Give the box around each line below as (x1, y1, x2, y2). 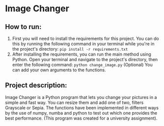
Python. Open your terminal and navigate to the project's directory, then (12, 57, 158, 62)
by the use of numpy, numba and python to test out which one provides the (5, 110, 158, 116)
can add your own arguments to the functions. (12, 67, 106, 73)
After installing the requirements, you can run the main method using (12, 51, 151, 57)
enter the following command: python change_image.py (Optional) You (12, 62, 153, 67)
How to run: (5, 23, 42, 31)
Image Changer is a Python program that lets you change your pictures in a (5, 94, 157, 100)
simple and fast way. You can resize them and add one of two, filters (5, 99, 144, 105)
